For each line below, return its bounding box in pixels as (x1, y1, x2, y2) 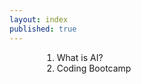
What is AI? (56, 51, 104, 63)
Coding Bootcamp (56, 62, 132, 74)
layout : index (9, 14, 69, 25)
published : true (9, 24, 77, 34)
